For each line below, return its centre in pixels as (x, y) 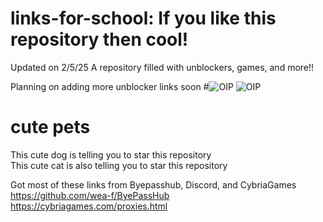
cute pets (50, 127)
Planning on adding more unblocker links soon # (110, 86)
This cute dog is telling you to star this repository (111, 154)
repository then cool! (99, 39)
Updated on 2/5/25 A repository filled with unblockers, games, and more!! (162, 67)
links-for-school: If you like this (143, 18)
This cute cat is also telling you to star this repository (119, 165)
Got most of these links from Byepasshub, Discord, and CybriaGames (153, 184)
